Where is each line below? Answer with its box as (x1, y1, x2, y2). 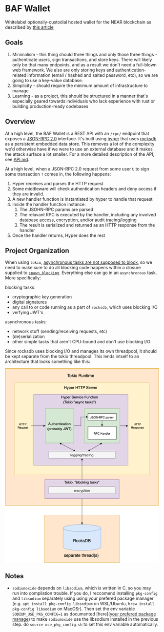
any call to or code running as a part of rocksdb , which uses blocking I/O (12, 304, 158, 310)
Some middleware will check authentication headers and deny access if (12, 186, 157, 191)
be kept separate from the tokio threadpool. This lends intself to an (5, 354, 140, 359)
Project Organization (5, 246, 69, 254)
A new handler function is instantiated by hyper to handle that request (12, 196, 153, 202)
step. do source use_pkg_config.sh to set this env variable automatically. (12, 621, 159, 627)
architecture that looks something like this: (5, 358, 90, 364)
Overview (5, 118, 36, 126)
